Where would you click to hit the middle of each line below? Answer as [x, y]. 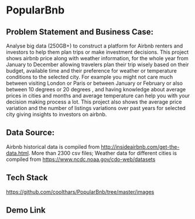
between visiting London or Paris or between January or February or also [95, 83]
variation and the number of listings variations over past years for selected [96, 108]
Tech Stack [27, 178]
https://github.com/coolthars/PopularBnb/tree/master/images [80, 191]
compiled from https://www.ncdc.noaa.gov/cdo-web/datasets [81, 159]
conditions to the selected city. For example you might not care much [90, 77]
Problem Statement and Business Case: [80, 32]
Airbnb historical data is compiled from [53, 146]
